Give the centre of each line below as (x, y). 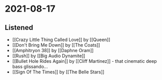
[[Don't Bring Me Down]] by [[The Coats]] (56, 45)
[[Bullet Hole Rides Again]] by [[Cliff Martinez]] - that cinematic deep (84, 61)
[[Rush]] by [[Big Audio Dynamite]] (49, 56)
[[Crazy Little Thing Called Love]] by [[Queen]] (61, 39)
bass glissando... (30, 67)
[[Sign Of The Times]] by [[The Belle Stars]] (58, 72)
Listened (19, 28)
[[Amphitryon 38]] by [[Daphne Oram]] (53, 50)
